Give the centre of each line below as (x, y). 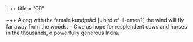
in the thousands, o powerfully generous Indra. (63, 33)
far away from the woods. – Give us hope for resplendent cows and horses (96, 27)
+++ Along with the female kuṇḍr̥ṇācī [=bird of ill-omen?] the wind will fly (95, 20)
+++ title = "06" (25, 8)
